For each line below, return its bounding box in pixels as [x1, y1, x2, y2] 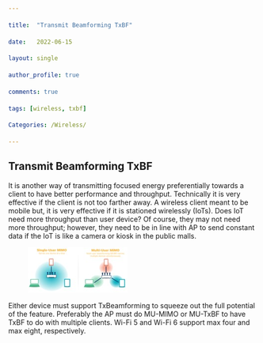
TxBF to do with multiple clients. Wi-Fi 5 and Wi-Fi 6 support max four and [8, 317, 250, 327]
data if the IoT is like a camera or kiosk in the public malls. [8, 231, 196, 240]
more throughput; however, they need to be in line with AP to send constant [8, 222, 255, 232]
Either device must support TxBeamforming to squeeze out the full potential [8, 300, 256, 310]
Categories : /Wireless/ [8, 121, 87, 130]
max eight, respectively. [8, 326, 86, 335]
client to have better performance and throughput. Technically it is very [8, 189, 241, 198]
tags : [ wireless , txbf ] [8, 104, 87, 112]
